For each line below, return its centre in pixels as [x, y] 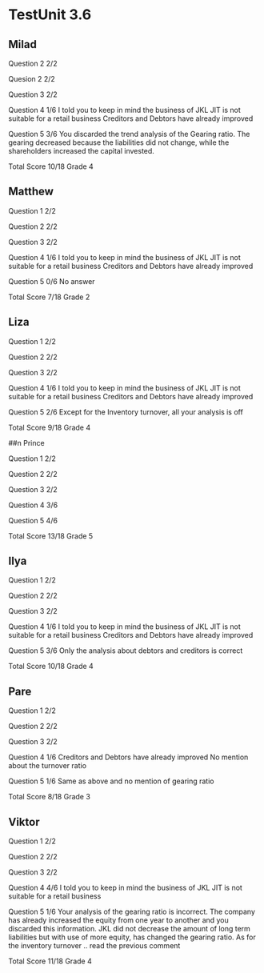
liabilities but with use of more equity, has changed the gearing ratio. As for [132, 937]
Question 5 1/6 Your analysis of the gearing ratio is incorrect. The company [132, 912]
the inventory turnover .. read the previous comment [94, 946]
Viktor [24, 822]
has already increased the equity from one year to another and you [119, 920]
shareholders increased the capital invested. [81, 151]
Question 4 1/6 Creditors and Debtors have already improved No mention [128, 757]
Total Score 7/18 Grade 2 [49, 297]
